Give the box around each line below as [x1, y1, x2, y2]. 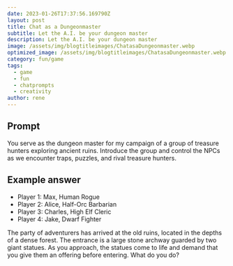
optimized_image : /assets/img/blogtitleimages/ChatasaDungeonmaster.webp [7, 50, 227, 57]
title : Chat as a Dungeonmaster [7, 23, 101, 30]
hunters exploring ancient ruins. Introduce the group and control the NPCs [7, 146, 220, 154]
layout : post [7, 17, 45, 24]
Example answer [7, 174, 82, 186]
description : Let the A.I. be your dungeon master [7, 36, 158, 43]
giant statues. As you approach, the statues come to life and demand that [7, 243, 218, 251]
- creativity [13, 88, 52, 95]
